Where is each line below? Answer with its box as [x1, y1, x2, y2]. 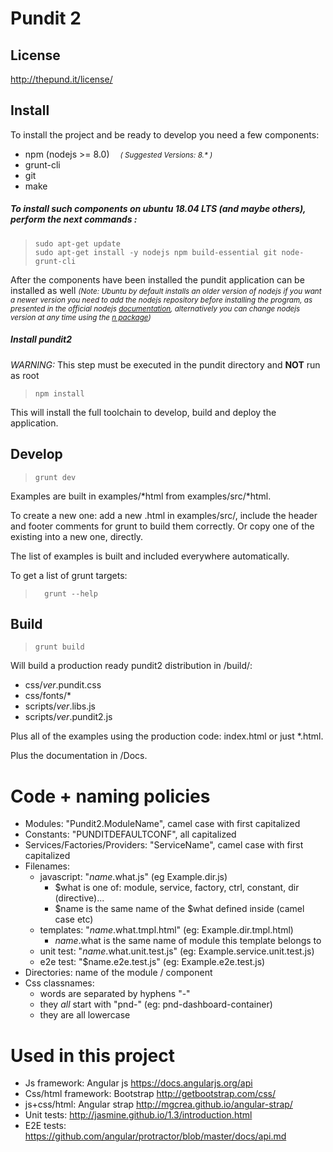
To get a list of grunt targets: [10, 569, 128, 581]
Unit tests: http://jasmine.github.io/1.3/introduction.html [24, 1109, 253, 1121]
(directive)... [54, 892, 105, 904]
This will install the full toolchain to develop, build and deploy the [10, 406, 277, 418]
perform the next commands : [10, 213, 138, 226]
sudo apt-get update [34, 238, 121, 249]
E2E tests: [24, 1120, 67, 1132]
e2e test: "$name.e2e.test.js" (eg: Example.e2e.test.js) [39, 956, 266, 968]
